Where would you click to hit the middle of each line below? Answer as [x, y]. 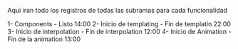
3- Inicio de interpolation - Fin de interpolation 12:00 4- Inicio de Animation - [119, 32]
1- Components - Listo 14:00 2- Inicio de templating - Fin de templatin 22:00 [119, 24]
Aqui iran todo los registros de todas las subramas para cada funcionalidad [118, 10]
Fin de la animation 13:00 [44, 39]
